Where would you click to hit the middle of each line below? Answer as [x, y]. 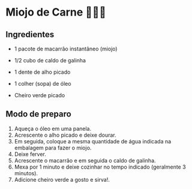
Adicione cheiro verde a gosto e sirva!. [62, 179]
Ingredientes [30, 34]
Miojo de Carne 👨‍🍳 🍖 [56, 12]
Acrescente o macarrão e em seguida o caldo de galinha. [85, 160]
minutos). [26, 173]
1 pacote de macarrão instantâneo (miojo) [66, 49]
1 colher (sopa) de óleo [43, 84]
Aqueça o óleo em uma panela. [53, 128]
